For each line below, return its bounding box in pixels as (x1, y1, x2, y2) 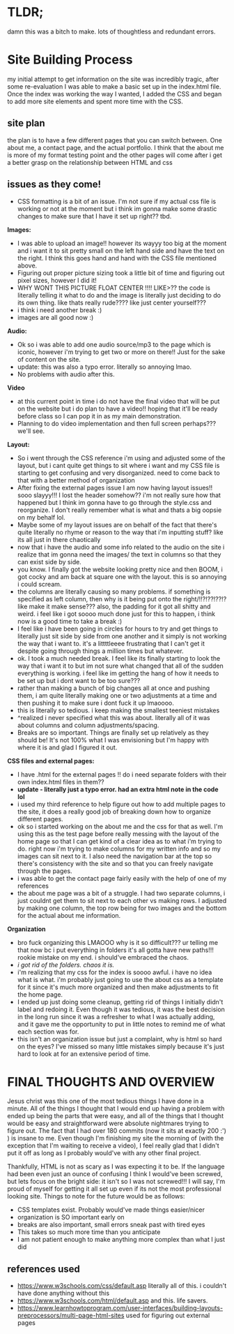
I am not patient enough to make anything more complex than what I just (17, 1236, 225, 1244)
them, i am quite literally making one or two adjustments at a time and (17, 691, 217, 699)
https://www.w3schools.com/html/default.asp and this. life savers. (17, 1296, 208, 1305)
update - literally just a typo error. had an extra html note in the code (17, 785, 219, 793)
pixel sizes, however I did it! (17, 276, 97, 284)
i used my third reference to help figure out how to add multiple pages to (17, 800, 226, 808)
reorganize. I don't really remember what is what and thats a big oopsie (17, 506, 222, 514)
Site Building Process (7, 52, 133, 68)
